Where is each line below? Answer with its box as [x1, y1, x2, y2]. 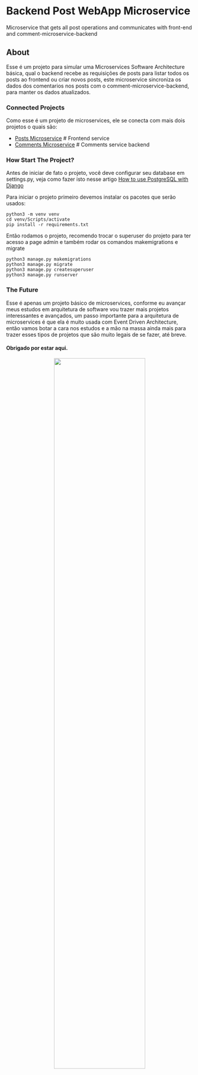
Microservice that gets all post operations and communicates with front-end [6, 24, 193, 31]
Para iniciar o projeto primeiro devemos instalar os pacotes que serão [6, 193, 176, 200]
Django [6, 182, 24, 189]
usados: [6, 200, 25, 207]
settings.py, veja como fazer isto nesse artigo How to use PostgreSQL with [6, 175, 189, 183]
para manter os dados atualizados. [6, 88, 91, 96]
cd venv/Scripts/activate [6, 217, 70, 222]
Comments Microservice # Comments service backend [14, 141, 150, 148]
